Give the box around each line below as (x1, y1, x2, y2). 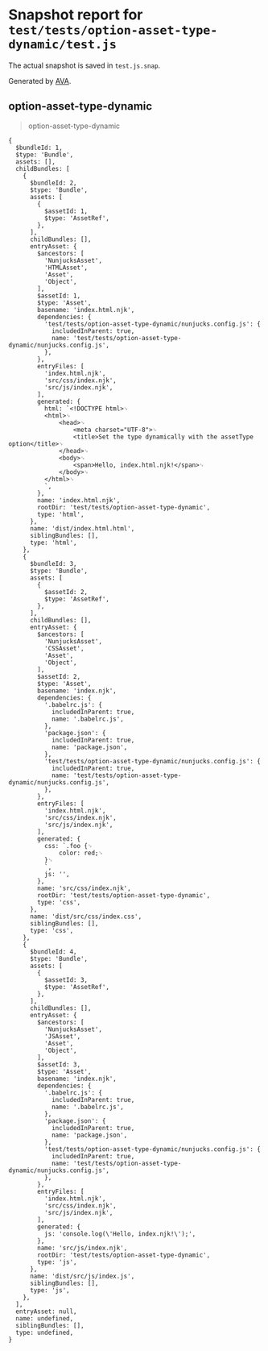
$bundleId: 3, (29, 559, 78, 567)
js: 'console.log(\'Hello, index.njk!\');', (43, 1229, 196, 1238)
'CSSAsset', (43, 644, 85, 652)
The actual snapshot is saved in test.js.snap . (8, 60, 161, 70)
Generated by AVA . (8, 76, 72, 85)
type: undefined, (15, 1328, 74, 1336)
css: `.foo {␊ (43, 842, 93, 850)
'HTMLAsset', (43, 264, 89, 272)
